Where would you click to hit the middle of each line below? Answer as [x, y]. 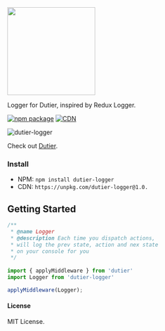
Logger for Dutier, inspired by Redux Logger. [72, 105]
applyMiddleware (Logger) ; [45, 290]
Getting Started [42, 209]
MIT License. [26, 322]
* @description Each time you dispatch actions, [83, 238]
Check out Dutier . [33, 146]
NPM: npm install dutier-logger [66, 179]
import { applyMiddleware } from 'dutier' [70, 271]
